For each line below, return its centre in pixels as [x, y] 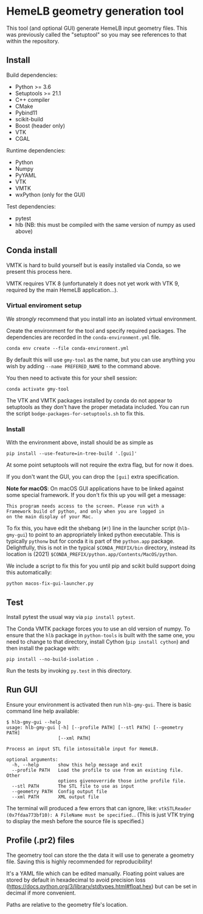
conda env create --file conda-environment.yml [68, 348]
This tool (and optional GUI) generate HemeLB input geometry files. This [97, 28]
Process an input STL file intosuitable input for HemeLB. [83, 749]
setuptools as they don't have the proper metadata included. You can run [98, 407]
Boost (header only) [40, 126]
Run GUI [22, 690]
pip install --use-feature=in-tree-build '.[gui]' [72, 454]
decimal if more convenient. [41, 893]
